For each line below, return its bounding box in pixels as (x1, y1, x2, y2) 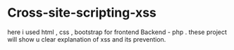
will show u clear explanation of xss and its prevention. (7, 35, 166, 43)
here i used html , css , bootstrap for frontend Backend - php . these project (7, 28, 228, 36)
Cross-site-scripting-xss (7, 5, 157, 21)
